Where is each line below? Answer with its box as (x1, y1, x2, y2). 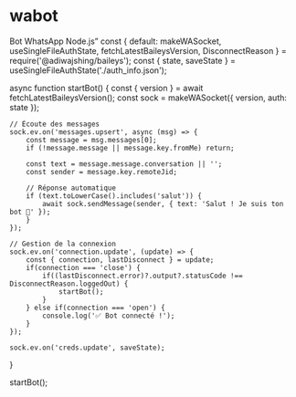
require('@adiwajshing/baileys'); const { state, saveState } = (9, 55, 236, 66)
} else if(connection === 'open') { (26, 303, 166, 312)
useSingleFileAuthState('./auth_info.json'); (9, 65, 167, 76)
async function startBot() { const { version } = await (9, 82, 204, 93)
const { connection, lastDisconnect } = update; (26, 255, 215, 265)
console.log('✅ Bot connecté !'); (42, 311, 175, 320)
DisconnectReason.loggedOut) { (9, 279, 129, 288)
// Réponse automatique (26, 183, 117, 193)
